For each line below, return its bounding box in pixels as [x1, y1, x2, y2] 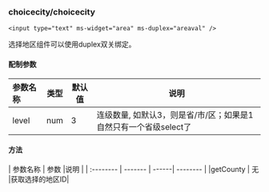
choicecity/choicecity [8, 6, 96, 18]
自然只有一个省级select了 [96, 121, 192, 132]
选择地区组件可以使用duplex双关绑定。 [8, 39, 136, 50]
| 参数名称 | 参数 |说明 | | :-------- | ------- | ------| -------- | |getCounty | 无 [8, 164, 259, 174]
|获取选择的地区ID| [8, 174, 70, 184]
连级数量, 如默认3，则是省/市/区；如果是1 [96, 109, 254, 120]
